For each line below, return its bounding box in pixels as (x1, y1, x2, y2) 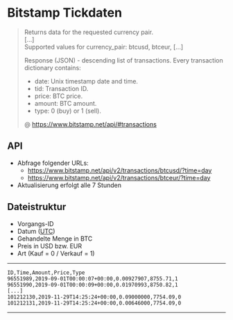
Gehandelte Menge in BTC (17, 234, 93, 243)
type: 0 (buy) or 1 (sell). (34, 106, 102, 115)
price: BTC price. (34, 92, 83, 100)
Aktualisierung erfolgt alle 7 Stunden (17, 181, 121, 189)
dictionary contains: (24, 63, 81, 72)
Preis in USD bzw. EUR (17, 241, 83, 250)
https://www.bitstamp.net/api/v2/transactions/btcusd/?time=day (27, 166, 212, 175)
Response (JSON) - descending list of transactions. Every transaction (24, 56, 223, 64)
